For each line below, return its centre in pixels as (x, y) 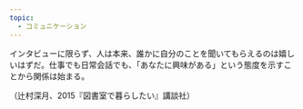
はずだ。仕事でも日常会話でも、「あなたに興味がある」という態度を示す (151, 64)
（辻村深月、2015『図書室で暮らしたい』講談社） (102, 95)
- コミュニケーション (52, 26)
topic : (22, 18)
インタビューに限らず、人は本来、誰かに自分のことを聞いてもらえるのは (144, 53)
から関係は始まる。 (53, 76)
